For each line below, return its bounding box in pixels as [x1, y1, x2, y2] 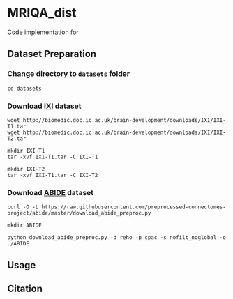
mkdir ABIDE [7, 222, 42, 229]
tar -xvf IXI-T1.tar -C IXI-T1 [7, 153, 98, 160]
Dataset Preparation [7, 48, 96, 60]
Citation [7, 283, 43, 294]
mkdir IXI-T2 [7, 165, 45, 172]
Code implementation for [7, 28, 79, 36]
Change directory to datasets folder [7, 69, 130, 79]
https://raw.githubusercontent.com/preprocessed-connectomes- [41, 204, 227, 210]
